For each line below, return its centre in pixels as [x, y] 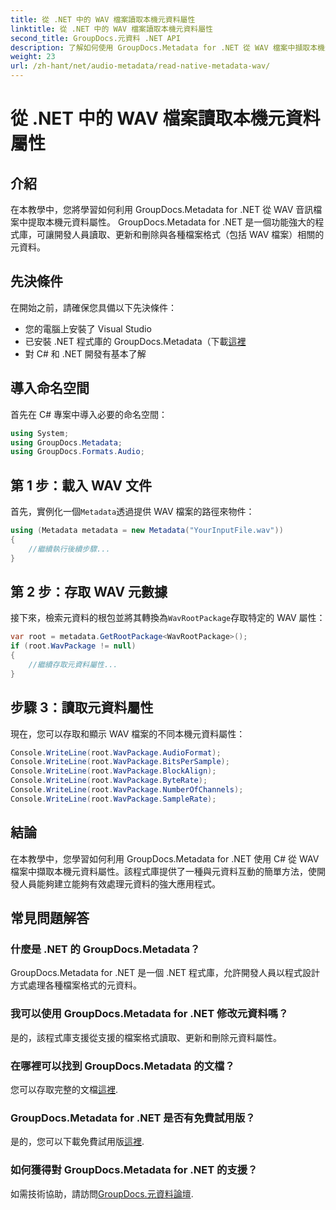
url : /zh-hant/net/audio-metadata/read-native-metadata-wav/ [140, 66]
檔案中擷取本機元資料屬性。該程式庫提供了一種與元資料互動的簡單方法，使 [163, 871]
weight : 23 [33, 57]
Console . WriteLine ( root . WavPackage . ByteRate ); [109, 781]
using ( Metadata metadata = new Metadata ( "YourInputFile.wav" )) [147, 531]
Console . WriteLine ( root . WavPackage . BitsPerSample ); [120, 762]
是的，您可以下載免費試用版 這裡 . [77, 1142]
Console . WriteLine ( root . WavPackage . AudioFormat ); [116, 752]
